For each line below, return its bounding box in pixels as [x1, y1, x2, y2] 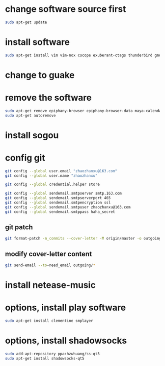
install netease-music [5, 280, 96, 291]
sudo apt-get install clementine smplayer [5, 319, 93, 324]
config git [5, 152, 45, 163]
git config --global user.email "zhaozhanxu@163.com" [5, 168, 118, 173]
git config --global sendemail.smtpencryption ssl [5, 200, 111, 205]
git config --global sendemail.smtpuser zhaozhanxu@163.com [5, 204, 131, 209]
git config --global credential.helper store [5, 182, 100, 187]
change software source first [5, 3, 126, 15]
